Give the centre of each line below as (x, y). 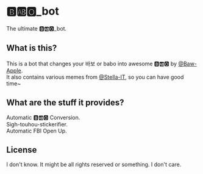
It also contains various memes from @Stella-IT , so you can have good (95, 77)
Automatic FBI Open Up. (37, 131)
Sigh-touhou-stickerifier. (37, 124)
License (22, 150)
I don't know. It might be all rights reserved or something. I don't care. (94, 165)
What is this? (32, 48)
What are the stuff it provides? (65, 103)
